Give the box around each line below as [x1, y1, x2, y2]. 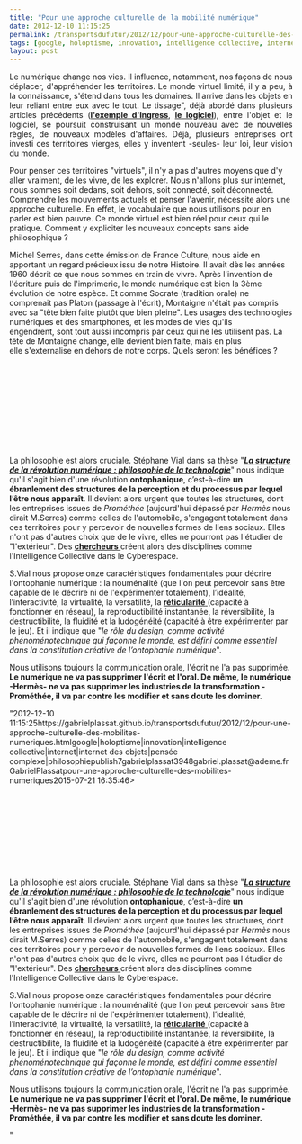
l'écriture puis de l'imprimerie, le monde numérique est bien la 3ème [9, 278, 262, 289]
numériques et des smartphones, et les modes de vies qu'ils [9, 317, 233, 328]
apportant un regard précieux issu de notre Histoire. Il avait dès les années [9, 259, 286, 270]
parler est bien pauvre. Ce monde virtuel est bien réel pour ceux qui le [9, 213, 270, 224]
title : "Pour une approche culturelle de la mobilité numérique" [9, 13, 259, 23]
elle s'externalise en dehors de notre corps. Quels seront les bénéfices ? [9, 346, 278, 356]
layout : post [9, 47, 58, 56]
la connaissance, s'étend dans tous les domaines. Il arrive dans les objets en [9, 91, 293, 102]
